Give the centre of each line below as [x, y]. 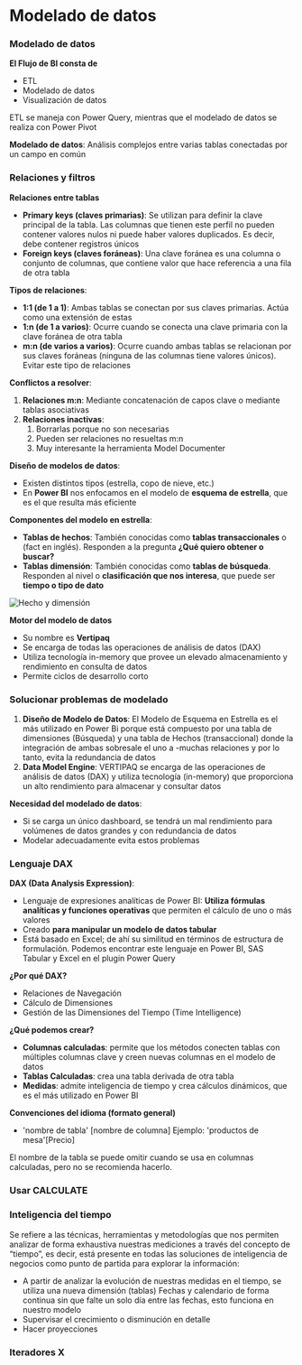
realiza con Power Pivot [53, 127]
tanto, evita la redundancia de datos [89, 757]
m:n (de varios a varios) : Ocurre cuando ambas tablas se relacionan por [157, 346]
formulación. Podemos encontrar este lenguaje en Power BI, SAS [143, 949]
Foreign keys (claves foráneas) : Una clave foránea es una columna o [151, 253]
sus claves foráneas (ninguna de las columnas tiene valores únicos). [149, 355]
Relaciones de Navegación [72, 993]
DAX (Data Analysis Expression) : [72, 883]
